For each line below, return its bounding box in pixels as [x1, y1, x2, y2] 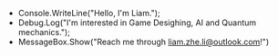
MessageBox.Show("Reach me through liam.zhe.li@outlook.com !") [17, 36, 270, 47]
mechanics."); [17, 27, 71, 37]
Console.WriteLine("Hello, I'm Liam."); [17, 8, 161, 18]
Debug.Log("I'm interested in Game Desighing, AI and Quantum [17, 17, 257, 28]
